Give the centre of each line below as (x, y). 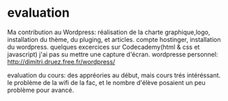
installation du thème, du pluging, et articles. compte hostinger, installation (114, 39)
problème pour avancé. (41, 90)
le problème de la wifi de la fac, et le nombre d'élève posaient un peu (106, 82)
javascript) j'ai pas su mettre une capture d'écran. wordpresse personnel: (113, 54)
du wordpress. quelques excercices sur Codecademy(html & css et (104, 47)
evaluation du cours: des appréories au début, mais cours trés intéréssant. (114, 75)
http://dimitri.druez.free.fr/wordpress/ (61, 61)
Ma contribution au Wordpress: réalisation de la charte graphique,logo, (109, 32)
